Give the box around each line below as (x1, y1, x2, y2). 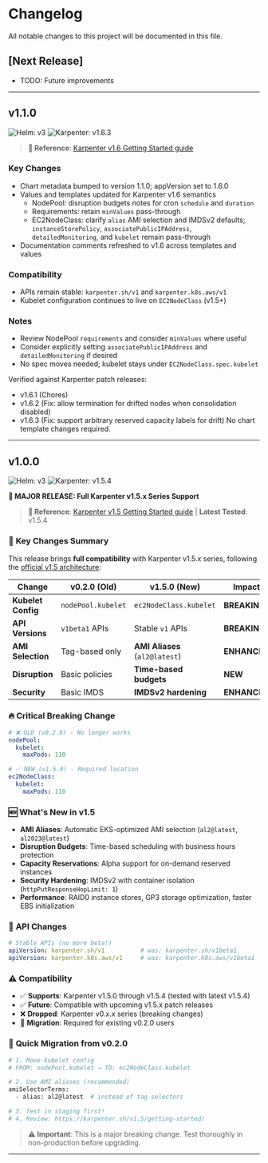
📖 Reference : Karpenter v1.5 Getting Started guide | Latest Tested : (27, 507, 248, 516)
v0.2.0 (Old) (70, 581, 117, 592)
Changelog (8, 5, 83, 23)
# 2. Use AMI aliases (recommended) (8, 1078, 130, 1086)
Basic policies (61, 668, 113, 679)
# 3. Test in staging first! (8, 1108, 105, 1116)
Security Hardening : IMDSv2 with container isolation (19, 876, 195, 886)
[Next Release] (8, 54, 84, 68)
